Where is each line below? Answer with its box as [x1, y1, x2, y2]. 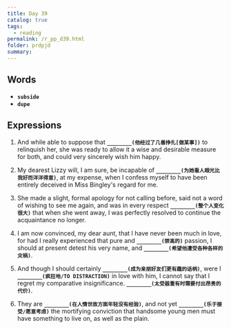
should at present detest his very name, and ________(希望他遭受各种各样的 [17, 244, 223, 252]
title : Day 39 [7, 10, 48, 17]
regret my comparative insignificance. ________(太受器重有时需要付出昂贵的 [17, 279, 221, 287]
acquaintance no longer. [17, 215, 86, 224]
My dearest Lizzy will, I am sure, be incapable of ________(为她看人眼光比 [17, 166, 221, 174]
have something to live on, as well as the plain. [17, 314, 150, 322]
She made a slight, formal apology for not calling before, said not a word [17, 193, 223, 202]
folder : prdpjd [7, 42, 51, 49]
